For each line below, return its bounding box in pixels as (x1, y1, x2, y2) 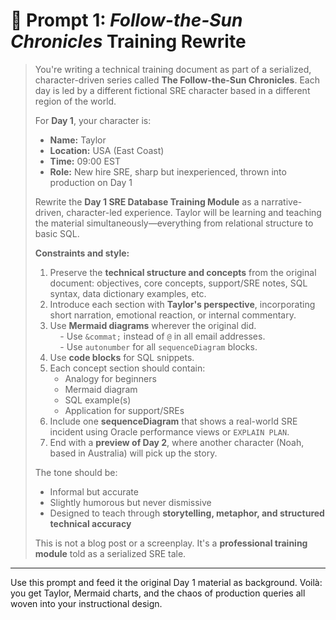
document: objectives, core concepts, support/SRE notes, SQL (49, 277, 308, 289)
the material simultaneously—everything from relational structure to (34, 217, 314, 229)
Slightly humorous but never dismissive (49, 496, 212, 508)
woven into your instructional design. (10, 597, 163, 609)
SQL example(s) (64, 394, 132, 406)
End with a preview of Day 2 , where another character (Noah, (49, 436, 305, 448)
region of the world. (34, 95, 117, 107)
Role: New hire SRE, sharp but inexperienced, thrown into (49, 165, 287, 178)
